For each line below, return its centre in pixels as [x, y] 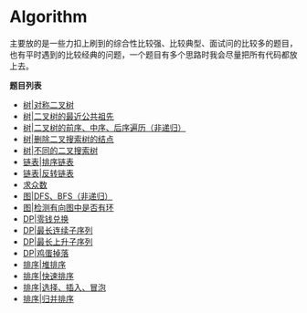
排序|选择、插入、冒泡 [64, 287]
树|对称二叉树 [48, 104]
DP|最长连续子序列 [58, 230]
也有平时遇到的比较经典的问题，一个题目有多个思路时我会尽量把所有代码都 [149, 54]
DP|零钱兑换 [46, 219]
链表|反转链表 [48, 173]
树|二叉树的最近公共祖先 [68, 116]
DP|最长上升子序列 [58, 241]
